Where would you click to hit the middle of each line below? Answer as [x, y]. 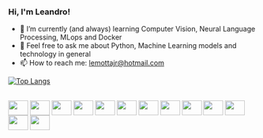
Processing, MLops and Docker [71, 37]
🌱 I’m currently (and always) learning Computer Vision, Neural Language [137, 29]
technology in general [55, 54]
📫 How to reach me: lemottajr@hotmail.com [92, 63]
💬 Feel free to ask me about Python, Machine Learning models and [128, 46]
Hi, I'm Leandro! [39, 12]
